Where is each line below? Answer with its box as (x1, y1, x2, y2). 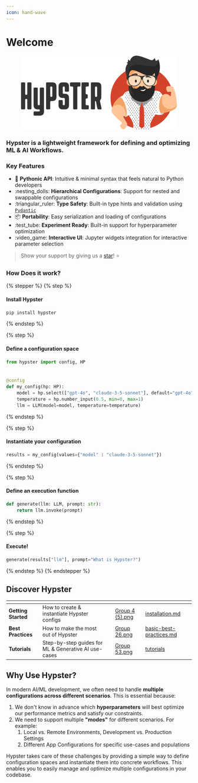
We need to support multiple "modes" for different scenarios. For (14, 716, 174, 724)
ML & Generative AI (42, 645, 90, 652)
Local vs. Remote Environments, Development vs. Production (23, 729, 172, 736)
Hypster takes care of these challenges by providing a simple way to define (6, 752, 190, 759)
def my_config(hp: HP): (6, 384, 65, 390)
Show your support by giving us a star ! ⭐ (20, 252, 120, 259)
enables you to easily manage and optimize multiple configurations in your (6, 765, 187, 772)
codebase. (6, 771, 32, 778)
